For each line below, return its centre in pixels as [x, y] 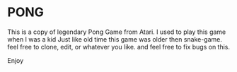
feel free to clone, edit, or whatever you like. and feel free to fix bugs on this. [119, 47]
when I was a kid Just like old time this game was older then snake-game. [115, 39]
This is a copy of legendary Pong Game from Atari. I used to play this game [117, 32]
